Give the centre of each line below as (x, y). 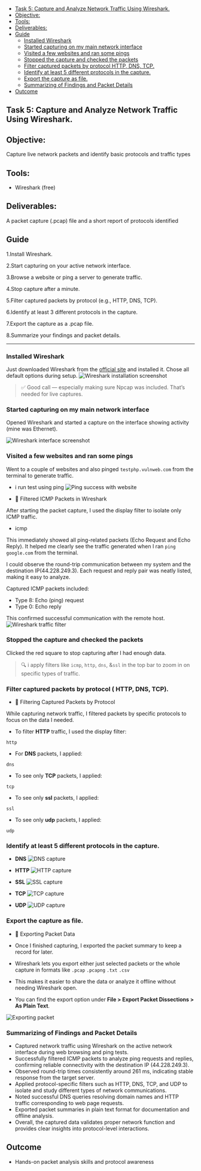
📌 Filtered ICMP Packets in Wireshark (61, 499)
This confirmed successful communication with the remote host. (86, 618)
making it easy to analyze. (38, 577)
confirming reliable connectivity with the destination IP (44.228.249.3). (102, 1065)
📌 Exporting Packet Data (45, 934)
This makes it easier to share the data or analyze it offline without (95, 981)
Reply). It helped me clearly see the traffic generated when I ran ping (91, 546)
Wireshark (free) (35, 187)
